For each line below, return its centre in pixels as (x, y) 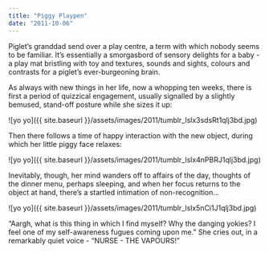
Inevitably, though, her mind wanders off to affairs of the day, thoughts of (130, 175)
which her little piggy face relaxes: (65, 144)
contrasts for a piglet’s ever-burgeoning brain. (84, 71)
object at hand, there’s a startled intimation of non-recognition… (114, 192)
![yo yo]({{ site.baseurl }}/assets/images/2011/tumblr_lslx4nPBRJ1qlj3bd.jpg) (134, 159)
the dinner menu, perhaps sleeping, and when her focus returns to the (124, 184)
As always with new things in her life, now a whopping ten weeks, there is (130, 87)
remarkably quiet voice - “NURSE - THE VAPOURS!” (94, 240)
